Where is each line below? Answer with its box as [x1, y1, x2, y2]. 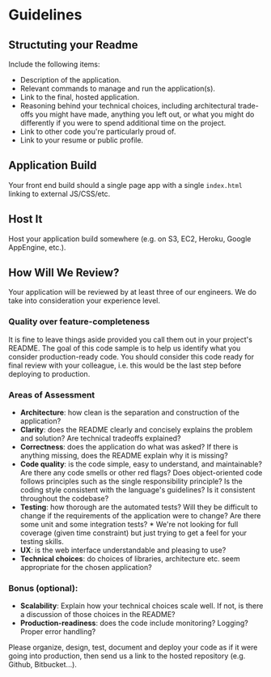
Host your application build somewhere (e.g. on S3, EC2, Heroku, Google [8, 233, 252, 244]
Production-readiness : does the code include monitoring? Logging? [19, 618, 248, 628]
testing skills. [19, 537, 65, 547]
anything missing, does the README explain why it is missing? [19, 451, 228, 461]
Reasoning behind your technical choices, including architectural [19, 101, 236, 110]
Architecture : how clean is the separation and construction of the [19, 407, 240, 418]
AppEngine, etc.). [8, 242, 66, 252]
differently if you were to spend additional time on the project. [19, 118, 227, 127]
